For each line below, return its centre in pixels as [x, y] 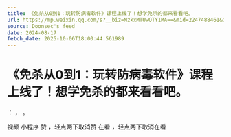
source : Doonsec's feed [41, 26]
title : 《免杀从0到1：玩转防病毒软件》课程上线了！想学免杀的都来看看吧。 [100, 13]
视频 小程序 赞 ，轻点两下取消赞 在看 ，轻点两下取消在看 [87, 127]
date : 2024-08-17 [32, 33]
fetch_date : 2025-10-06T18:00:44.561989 [66, 39]
